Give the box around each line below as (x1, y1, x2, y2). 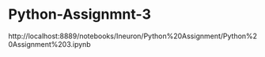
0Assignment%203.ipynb (8, 39, 91, 48)
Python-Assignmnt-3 (8, 5, 152, 23)
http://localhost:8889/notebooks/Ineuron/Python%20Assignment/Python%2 (8, 31, 258, 41)
